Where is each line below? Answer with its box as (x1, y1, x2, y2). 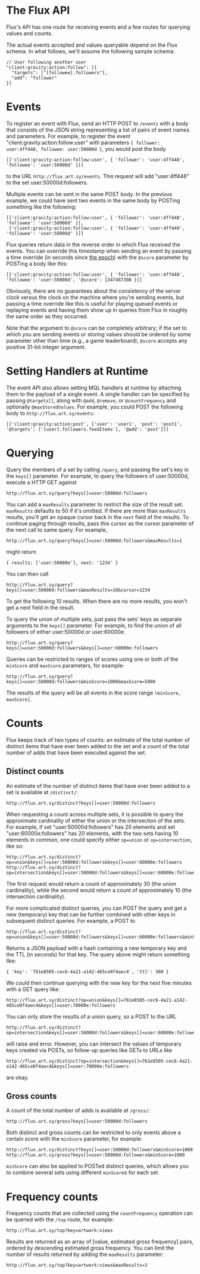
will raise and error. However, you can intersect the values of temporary (6, 1040, 182, 1047)
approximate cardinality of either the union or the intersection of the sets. (6, 817, 186, 824)
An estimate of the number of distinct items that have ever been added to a (6, 782, 190, 790)
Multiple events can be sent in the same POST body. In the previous (6, 190, 173, 197)
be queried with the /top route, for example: (6, 1216, 114, 1223)
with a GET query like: (6, 985, 60, 993)
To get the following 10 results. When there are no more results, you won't (6, 598, 187, 605)
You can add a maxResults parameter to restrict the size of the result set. (6, 501, 183, 508)
